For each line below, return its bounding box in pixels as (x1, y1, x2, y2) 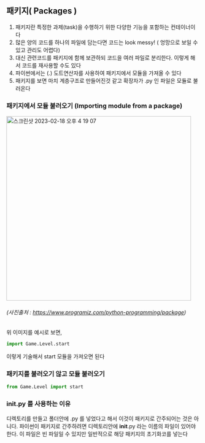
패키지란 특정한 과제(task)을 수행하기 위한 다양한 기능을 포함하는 (15, 23, 170, 31)
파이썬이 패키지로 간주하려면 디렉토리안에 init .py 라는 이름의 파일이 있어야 (19, 422, 196, 430)
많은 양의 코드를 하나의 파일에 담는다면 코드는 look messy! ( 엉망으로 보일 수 (15, 39, 198, 46)
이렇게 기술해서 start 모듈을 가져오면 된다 (6, 353, 105, 360)
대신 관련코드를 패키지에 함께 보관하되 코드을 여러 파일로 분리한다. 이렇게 (15, 54, 189, 61)
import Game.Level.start (6, 341, 70, 347)
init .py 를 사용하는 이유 (6, 399, 71, 408)
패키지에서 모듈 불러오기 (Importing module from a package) (6, 101, 183, 110)
